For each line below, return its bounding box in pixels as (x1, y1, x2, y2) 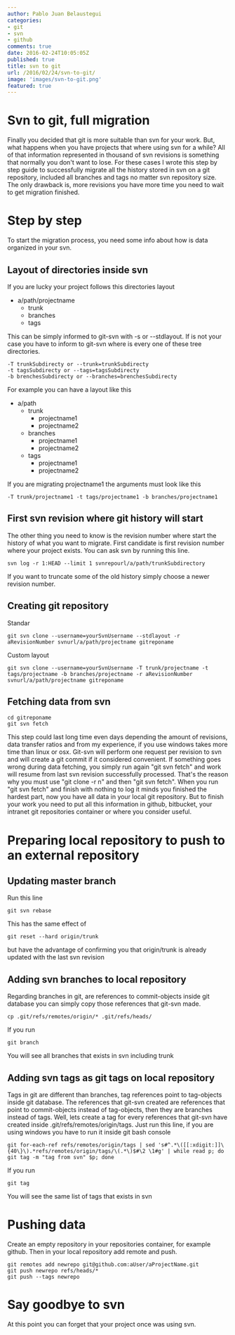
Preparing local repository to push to (7, 832, 226, 848)
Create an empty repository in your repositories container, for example (7, 1239, 211, 1248)
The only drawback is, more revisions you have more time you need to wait (7, 181, 224, 189)
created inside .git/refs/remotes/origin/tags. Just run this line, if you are (7, 1120, 214, 1129)
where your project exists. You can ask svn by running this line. (7, 546, 190, 554)
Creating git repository (7, 600, 109, 612)
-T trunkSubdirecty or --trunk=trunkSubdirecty (7, 360, 149, 368)
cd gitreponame (7, 715, 52, 722)
